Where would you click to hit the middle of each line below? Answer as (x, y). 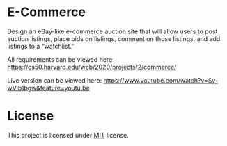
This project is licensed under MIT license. (68, 135)
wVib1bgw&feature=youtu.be (49, 88)
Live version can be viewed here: (55, 80)
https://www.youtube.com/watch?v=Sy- (161, 80)
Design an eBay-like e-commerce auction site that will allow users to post (112, 31)
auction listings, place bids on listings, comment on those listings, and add (114, 38)
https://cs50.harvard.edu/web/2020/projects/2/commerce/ (92, 67)
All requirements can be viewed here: (61, 59)
